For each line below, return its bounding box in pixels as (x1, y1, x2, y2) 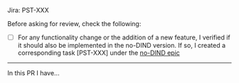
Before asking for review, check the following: (7, 20, 142, 27)
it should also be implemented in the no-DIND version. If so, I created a (17, 41, 226, 50)
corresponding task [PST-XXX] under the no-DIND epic (17, 49, 180, 57)
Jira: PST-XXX (7, 6, 49, 14)
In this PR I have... (7, 69, 60, 77)
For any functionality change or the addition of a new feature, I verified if (17, 33, 231, 41)
